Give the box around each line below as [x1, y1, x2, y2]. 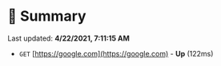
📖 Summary [7, 7, 86, 25]
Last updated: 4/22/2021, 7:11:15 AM [7, 33, 130, 43]
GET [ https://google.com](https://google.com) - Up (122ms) [18, 49, 214, 58]
